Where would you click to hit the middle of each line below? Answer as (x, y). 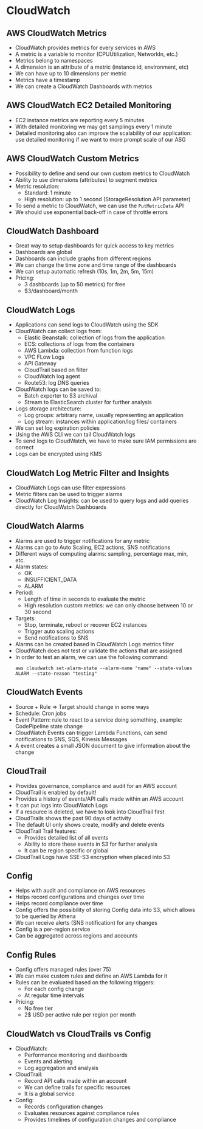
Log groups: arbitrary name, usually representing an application (104, 415)
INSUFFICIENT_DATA (50, 579)
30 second (38, 612)
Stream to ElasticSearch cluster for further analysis (88, 402)
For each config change (54, 989)
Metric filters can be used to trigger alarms (69, 494)
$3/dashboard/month (51, 291)
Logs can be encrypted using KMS (58, 454)
